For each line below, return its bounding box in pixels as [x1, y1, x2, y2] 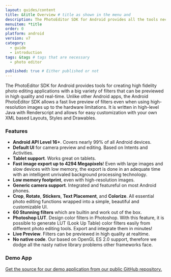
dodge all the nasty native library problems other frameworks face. [12, 242, 153, 248]
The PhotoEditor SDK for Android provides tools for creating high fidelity [5, 82, 157, 89]
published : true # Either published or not [5, 69, 99, 74]
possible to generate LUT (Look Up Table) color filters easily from [12, 220, 151, 226]
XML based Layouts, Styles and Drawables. [5, 115, 97, 121]
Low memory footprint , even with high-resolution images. [12, 177, 135, 183]
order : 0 [5, 26, 24, 32]
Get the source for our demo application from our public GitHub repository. [5, 266, 162, 272]
